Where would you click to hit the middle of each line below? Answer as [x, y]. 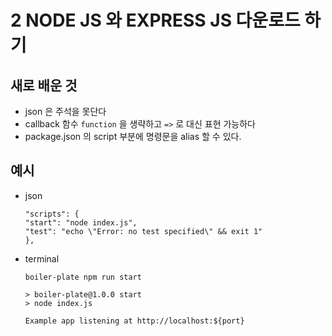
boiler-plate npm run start [83, 277]
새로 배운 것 [44, 85]
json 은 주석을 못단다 [65, 111]
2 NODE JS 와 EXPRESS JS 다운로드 [155, 20]
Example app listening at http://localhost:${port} [134, 321]
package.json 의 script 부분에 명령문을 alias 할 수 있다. [133, 136]
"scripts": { [52, 214]
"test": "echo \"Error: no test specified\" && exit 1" [143, 231]
